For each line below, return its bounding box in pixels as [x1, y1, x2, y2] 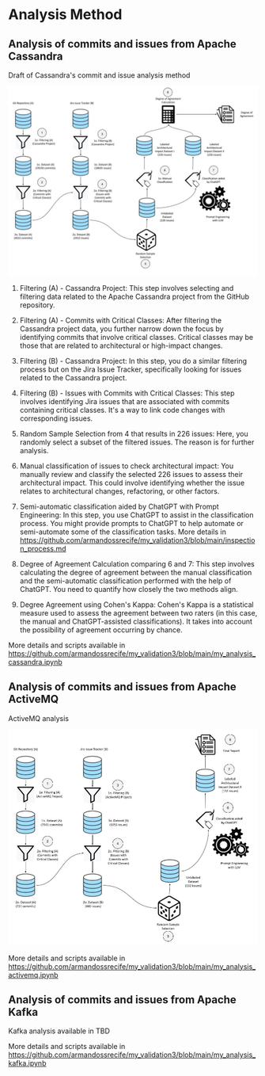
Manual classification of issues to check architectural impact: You [19, 461, 234, 471]
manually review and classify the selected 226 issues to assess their [19, 469, 244, 479]
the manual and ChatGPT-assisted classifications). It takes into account [19, 616, 253, 626]
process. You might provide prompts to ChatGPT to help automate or [19, 518, 244, 528]
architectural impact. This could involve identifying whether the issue [19, 478, 245, 487]
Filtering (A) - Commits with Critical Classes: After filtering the [19, 315, 222, 325]
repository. [19, 300, 55, 310]
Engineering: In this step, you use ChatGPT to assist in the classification [19, 509, 254, 520]
